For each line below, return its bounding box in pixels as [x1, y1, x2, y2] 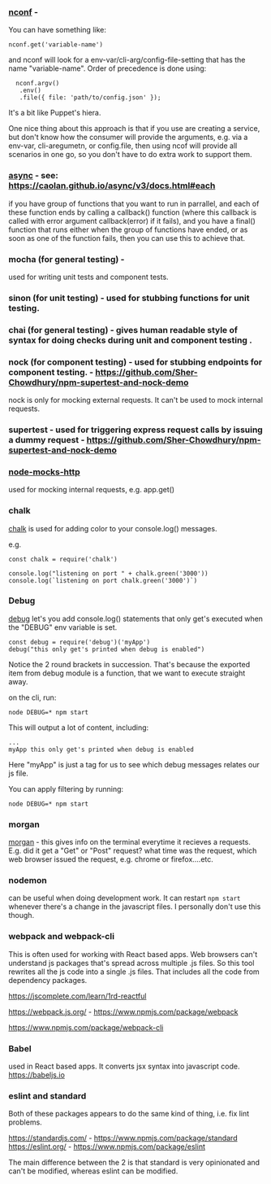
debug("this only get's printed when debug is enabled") [8, 645, 205, 653]
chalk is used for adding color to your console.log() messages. [8, 523, 217, 533]
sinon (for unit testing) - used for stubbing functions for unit [8, 292, 250, 304]
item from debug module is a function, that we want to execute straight [8, 668, 246, 678]
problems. [8, 1117, 42, 1127]
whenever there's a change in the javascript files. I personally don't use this [8, 902, 261, 911]
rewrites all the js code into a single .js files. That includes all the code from [8, 967, 260, 976]
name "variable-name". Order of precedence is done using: [8, 63, 207, 73]
